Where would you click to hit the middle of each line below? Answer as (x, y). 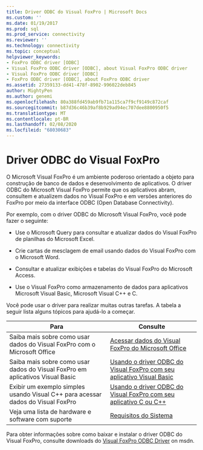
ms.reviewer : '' (27, 40)
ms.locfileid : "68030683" (39, 130)
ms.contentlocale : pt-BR (37, 119)
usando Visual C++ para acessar (56, 394)
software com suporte (41, 419)
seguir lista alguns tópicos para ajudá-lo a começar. (71, 311)
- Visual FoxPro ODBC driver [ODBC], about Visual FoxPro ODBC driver (97, 68)
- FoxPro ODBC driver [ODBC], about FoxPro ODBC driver (78, 79)
